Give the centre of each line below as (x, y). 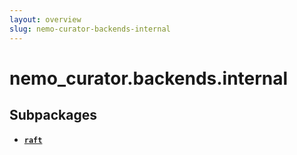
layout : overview (45, 19)
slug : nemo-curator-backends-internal (90, 29)
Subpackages (53, 115)
